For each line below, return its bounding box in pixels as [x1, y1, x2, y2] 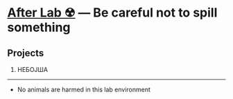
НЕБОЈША [17, 66, 49, 73]
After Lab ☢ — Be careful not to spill [7, 5, 218, 21]
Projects [7, 47, 44, 59]
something [7, 19, 71, 35]
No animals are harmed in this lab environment [17, 85, 151, 93]
